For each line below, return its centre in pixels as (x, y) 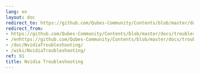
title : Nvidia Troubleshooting (44, 61)
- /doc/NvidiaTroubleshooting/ (44, 45)
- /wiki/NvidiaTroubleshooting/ (46, 51)
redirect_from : (24, 28)
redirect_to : (22, 23)
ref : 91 (15, 56)
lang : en (16, 12)
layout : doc (20, 17)
